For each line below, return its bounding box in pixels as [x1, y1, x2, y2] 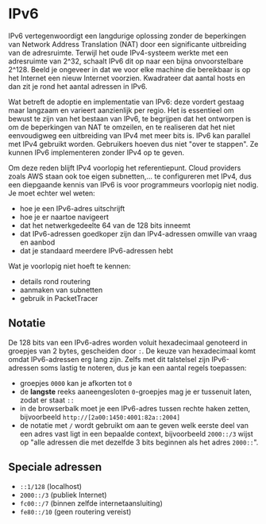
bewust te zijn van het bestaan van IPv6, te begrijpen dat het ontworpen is [8, 114, 252, 123]
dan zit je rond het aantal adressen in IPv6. [8, 81, 148, 91]
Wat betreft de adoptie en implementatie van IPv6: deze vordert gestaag [8, 97, 245, 106]
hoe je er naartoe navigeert [19, 212, 110, 222]
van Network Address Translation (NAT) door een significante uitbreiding [8, 39, 247, 48]
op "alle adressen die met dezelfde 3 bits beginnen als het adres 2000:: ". [19, 437, 259, 447]
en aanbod [19, 237, 56, 247]
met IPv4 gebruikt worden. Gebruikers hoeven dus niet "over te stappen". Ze [8, 139, 259, 148]
